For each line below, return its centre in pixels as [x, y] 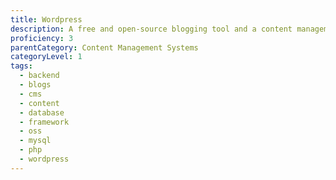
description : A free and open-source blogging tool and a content [151, 29]
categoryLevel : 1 [46, 57]
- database [42, 112]
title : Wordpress [46, 19]
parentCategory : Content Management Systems [104, 47]
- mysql [35, 141]
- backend [39, 76]
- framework [44, 122]
